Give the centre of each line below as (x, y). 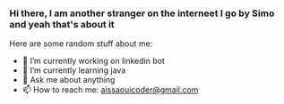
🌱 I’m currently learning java (74, 70)
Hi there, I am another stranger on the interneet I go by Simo (142, 13)
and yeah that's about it (62, 24)
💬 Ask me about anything (69, 80)
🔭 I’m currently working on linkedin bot (94, 61)
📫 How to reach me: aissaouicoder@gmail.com (110, 90)
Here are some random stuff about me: (81, 44)
